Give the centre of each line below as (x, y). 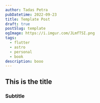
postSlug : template (25, 29)
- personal (21, 52)
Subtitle (15, 96)
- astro (18, 47)
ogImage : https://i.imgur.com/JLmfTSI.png (50, 33)
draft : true (17, 24)
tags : (11, 38)
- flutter (20, 43)
